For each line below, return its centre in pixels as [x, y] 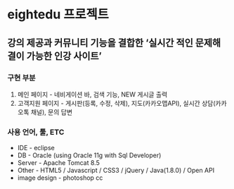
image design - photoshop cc [60, 178]
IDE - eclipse [36, 148]
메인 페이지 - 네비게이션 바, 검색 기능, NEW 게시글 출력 [92, 94]
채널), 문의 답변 [51, 112]
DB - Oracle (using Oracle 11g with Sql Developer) [89, 155]
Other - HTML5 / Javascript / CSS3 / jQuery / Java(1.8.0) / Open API [116, 171]
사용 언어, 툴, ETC [36, 132]
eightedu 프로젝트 [58, 14]
